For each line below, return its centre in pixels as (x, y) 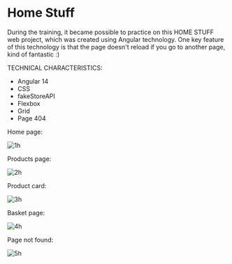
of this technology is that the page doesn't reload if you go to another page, (116, 47)
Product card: (27, 185)
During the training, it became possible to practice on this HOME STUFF (111, 32)
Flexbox (29, 103)
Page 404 (32, 118)
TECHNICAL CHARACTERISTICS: (55, 68)
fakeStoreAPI (36, 96)
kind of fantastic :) (34, 54)
